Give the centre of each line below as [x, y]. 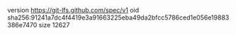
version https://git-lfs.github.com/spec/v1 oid [73, 10]
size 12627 [54, 25]
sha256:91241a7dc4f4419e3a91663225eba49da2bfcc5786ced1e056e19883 [118, 17]
